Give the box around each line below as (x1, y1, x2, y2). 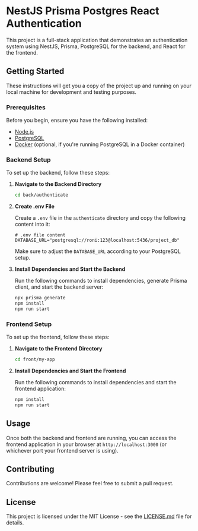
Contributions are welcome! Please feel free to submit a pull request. (6, 480, 174, 487)
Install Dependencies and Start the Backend (14, 265, 126, 273)
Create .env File (14, 203, 55, 210)
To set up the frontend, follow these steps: (6, 334, 110, 341)
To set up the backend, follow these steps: (6, 169, 110, 176)
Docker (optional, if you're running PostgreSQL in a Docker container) (14, 141, 185, 148)
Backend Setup (6, 156, 52, 164)
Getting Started (6, 67, 65, 77)
